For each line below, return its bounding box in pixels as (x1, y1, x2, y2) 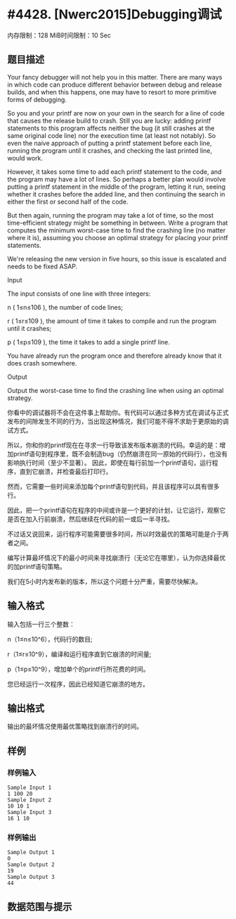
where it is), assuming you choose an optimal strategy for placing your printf (7, 233, 228, 242)
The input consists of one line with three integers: (7, 289, 151, 298)
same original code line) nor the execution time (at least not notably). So (7, 131, 216, 139)
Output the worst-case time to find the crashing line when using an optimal (7, 386, 224, 394)
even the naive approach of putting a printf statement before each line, (7, 139, 212, 147)
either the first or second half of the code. (7, 197, 129, 206)
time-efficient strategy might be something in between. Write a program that (7, 218, 228, 227)
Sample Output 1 (7, 849, 55, 856)
